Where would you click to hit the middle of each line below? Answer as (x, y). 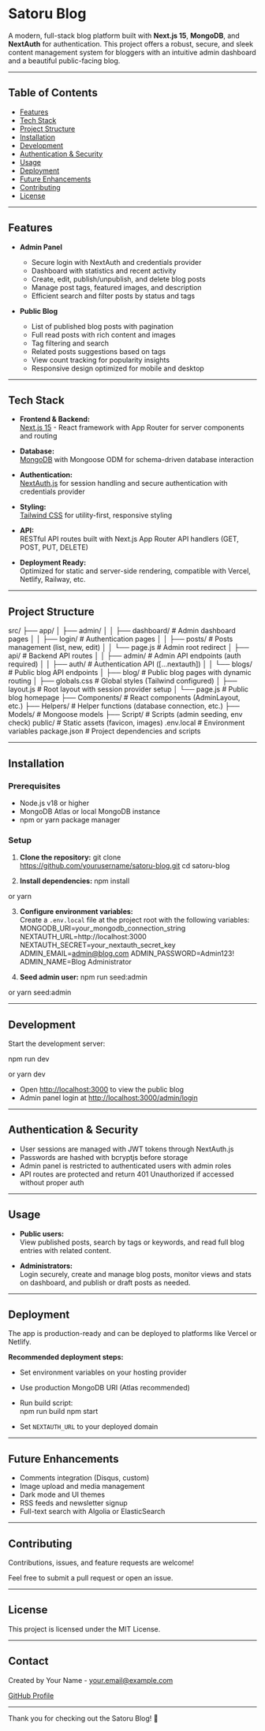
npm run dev (29, 1058)
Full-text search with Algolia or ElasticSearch (92, 1512)
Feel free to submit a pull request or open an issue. (91, 1578)
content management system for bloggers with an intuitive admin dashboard (132, 52)
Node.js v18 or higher (54, 803)
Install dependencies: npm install (75, 881)
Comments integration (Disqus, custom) (84, 1478)
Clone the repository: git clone (70, 857)
